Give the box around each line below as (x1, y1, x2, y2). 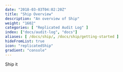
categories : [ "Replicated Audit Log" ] (5, 25, 89, 30)
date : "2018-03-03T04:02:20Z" (5, 7, 67, 12)
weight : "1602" (5, 20, 36, 26)
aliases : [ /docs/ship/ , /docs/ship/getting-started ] (5, 35, 119, 39)
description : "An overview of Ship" (5, 16, 80, 21)
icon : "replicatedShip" (5, 43, 54, 48)
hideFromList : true (5, 39, 45, 44)
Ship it (5, 61, 18, 67)
